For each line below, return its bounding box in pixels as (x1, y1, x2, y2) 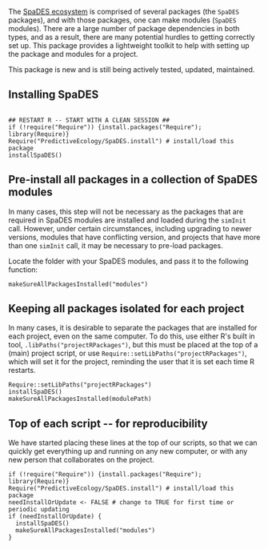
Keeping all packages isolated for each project (8, 302, 245, 315)
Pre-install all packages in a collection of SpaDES (8, 173, 258, 186)
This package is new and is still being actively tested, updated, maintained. (8, 65, 255, 74)
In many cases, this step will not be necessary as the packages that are (8, 206, 244, 216)
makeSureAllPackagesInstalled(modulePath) (8, 395, 152, 403)
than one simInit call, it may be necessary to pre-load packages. (8, 240, 223, 250)
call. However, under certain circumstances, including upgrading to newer (8, 223, 252, 233)
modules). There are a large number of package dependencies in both (8, 24, 240, 33)
